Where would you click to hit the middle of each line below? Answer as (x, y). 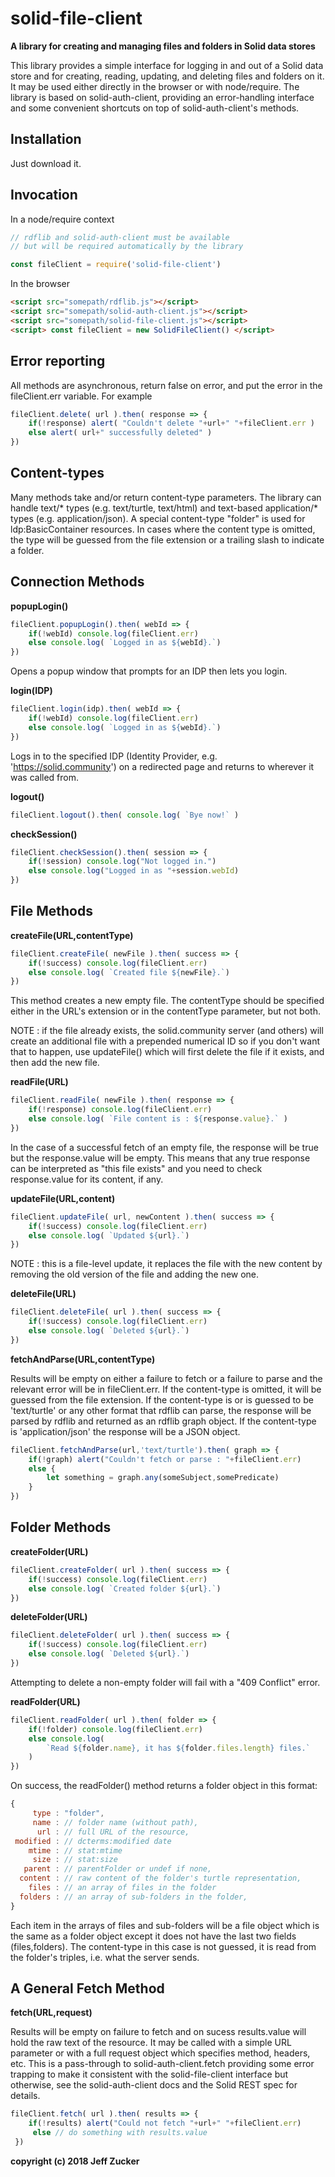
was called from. (45, 777)
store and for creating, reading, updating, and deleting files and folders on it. (167, 76)
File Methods (51, 911)
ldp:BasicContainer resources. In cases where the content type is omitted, (163, 529)
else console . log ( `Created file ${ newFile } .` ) (129, 972)
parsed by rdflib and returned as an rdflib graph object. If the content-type (163, 1421)
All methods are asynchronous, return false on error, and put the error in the (166, 385)
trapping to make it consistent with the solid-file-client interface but (149, 2074)
